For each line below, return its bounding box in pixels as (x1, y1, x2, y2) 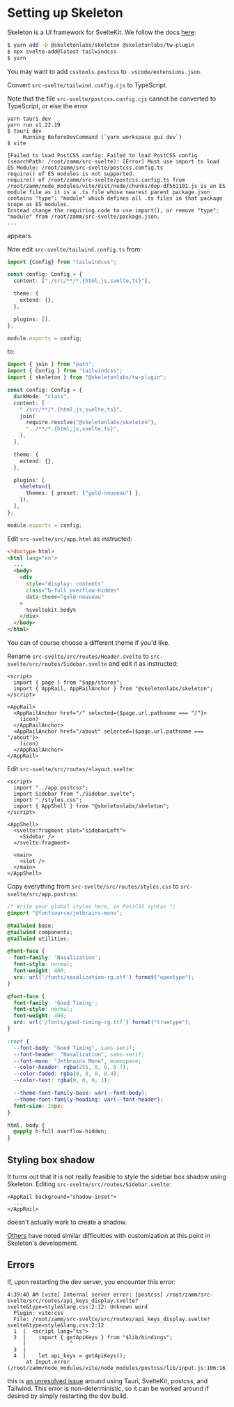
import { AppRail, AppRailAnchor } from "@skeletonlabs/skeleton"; (13, 685, 214, 692)
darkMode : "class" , (13, 393, 70, 400)
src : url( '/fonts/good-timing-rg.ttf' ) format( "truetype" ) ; (13, 1019, 192, 1026)
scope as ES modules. (7, 201, 70, 207)
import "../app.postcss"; (13, 785, 89, 792)
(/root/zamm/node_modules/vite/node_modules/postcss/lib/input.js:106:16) (7, 1364, 229, 1371)
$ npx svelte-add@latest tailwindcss (7, 48, 117, 55)
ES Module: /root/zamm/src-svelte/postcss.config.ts (7, 164, 164, 171)
